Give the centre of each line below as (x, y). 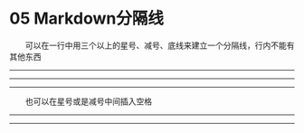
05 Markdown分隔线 (87, 19)
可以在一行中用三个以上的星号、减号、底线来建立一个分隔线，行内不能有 (160, 45)
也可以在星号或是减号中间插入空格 (89, 101)
